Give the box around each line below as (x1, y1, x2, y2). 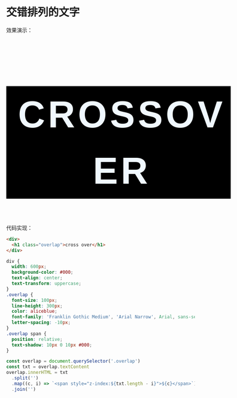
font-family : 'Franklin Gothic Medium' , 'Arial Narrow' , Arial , (11, 314, 175, 320)
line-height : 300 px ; (11, 303, 63, 309)
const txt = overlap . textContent (6, 364, 90, 370)
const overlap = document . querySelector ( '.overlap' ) (6, 358, 141, 364)
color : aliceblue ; (11, 309, 58, 315)
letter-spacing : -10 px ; (11, 319, 71, 326)
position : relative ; (11, 336, 63, 342)
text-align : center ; (11, 275, 63, 281)
